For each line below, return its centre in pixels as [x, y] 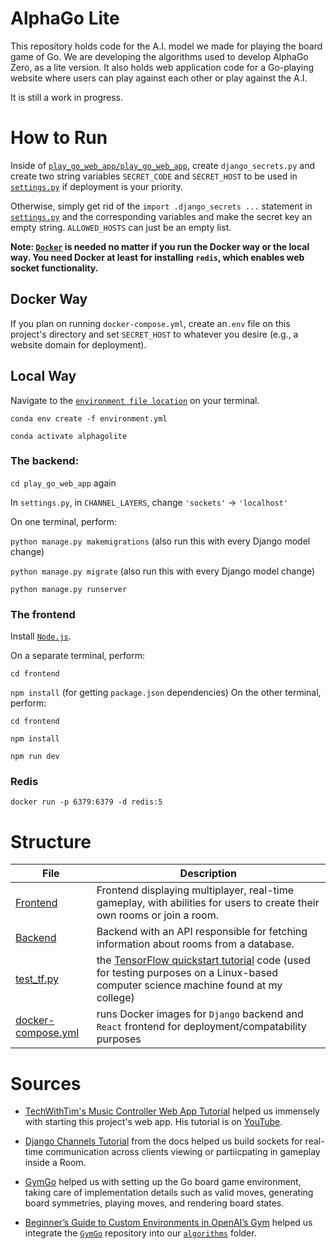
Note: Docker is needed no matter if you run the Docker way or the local [160, 246]
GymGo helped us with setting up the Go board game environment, [163, 1182]
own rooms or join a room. [158, 915]
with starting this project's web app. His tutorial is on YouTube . [153, 1122]
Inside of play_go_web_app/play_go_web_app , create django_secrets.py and [162, 165]
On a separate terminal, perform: [77, 656]
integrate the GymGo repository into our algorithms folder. [140, 1233]
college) [115, 998]
